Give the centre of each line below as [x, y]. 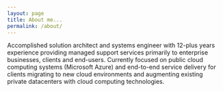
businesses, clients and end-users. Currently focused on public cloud [105, 60]
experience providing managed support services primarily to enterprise [108, 52]
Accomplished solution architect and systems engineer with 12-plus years [111, 46]
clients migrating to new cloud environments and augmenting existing [105, 74]
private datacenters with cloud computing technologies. [86, 82]
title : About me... [35, 20]
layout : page [26, 13]
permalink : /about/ [35, 26]
